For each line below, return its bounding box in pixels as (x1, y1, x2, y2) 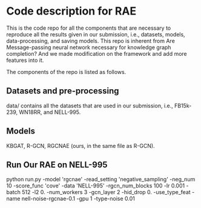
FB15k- (174, 102, 192, 109)
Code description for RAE (6, 4, 137, 18)
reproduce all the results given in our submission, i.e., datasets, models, (6, 30, 186, 38)
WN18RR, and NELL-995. (19, 108, 81, 116)
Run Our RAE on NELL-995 (6, 159, 108, 170)
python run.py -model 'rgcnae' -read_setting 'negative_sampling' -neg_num (6, 176, 196, 183)
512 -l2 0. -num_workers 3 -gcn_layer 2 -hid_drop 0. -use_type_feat (22, 189, 191, 196)
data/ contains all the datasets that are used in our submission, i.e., (6, 102, 174, 109)
